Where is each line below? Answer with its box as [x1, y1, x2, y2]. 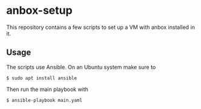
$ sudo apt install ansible [6, 75, 77, 81]
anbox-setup [6, 4, 73, 17]
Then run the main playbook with [6, 86, 89, 93]
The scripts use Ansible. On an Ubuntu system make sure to [6, 63, 156, 70]
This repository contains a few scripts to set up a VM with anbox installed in [6, 23, 196, 31]
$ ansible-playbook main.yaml [6, 97, 83, 103]
